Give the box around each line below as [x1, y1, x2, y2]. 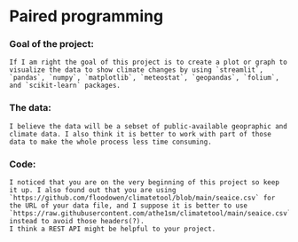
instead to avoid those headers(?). [9, 217, 145, 226]
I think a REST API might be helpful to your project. [9, 224, 216, 234]
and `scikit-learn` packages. [9, 82, 122, 90]
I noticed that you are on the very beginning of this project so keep [9, 178, 279, 187]
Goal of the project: [9, 38, 95, 51]
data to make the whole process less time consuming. [9, 137, 213, 146]
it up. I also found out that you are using [9, 186, 176, 195]
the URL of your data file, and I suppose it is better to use [9, 201, 248, 210]
